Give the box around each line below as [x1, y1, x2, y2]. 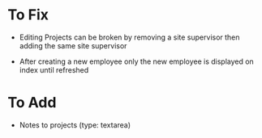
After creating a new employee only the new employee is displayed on [19, 56, 255, 66]
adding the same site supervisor [19, 40, 127, 50]
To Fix [7, 6, 49, 24]
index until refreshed [19, 65, 89, 74]
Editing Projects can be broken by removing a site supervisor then [19, 32, 240, 42]
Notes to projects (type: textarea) [19, 119, 131, 130]
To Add [7, 94, 57, 112]
